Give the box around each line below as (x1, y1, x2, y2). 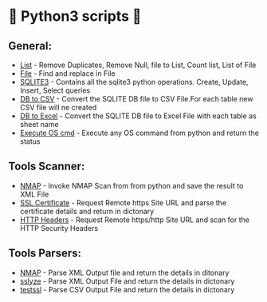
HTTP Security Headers (19, 223, 98, 232)
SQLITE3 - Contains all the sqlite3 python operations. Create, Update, (19, 77, 249, 86)
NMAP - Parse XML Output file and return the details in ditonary (19, 268, 230, 277)
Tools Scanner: (8, 160, 85, 173)
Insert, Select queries (19, 85, 90, 95)
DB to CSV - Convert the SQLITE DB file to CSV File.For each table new (19, 94, 253, 103)
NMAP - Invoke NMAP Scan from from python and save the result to (19, 181, 244, 190)
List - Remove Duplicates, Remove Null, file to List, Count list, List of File (19, 60, 257, 70)
